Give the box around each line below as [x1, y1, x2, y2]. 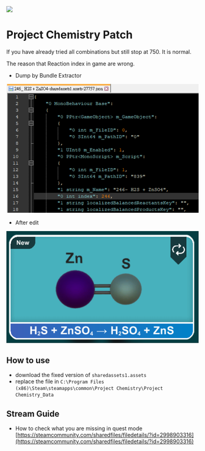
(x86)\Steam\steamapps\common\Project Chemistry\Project [15, 386, 164, 392]
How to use [6, 355, 50, 365]
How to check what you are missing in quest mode [15, 425, 143, 432]
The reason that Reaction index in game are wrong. [6, 60, 135, 67]
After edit [15, 219, 39, 226]
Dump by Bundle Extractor [15, 71, 82, 79]
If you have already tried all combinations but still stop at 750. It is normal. [6, 48, 192, 55]
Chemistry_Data [15, 392, 54, 398]
